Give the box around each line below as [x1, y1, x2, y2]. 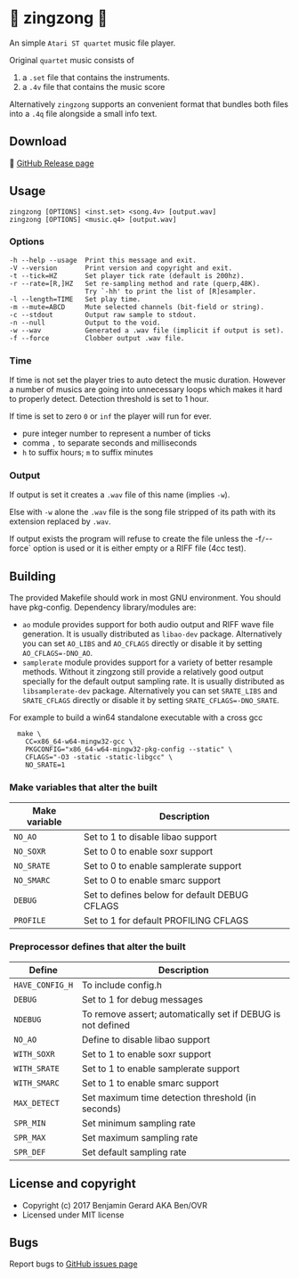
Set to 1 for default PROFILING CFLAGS [83, 913, 249, 926]
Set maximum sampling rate [81, 1131, 198, 1143]
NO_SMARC [13, 875, 51, 885]
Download [9, 134, 67, 150]
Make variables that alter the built [9, 782, 158, 794]
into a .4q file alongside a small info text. [9, 108, 158, 119]
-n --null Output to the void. [9, 318, 162, 327]
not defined [81, 1019, 131, 1031]
